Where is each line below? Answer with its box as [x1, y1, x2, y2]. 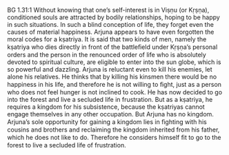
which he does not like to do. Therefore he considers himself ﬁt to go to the [7, 134, 221, 141]
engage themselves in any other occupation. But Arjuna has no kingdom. [7, 110, 214, 118]
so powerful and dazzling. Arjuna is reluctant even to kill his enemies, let [7, 65, 212, 73]
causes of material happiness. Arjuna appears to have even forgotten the [7, 28, 215, 36]
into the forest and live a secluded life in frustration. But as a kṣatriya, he [7, 96, 213, 103]
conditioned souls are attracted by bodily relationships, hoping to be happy [7, 13, 221, 21]
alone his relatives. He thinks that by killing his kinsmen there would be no [7, 72, 217, 81]
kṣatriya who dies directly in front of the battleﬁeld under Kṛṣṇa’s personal [7, 43, 218, 51]
